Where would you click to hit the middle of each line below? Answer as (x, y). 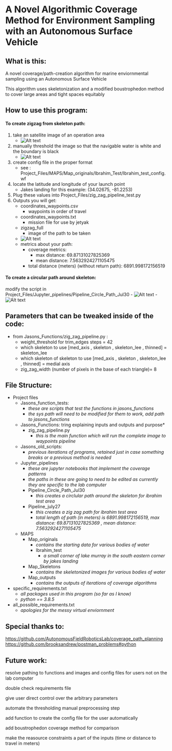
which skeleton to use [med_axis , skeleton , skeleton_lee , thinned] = (94, 347)
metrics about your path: (46, 244)
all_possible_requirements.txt (44, 605)
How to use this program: (47, 111)
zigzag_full (32, 227)
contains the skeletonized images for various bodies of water (101, 572)
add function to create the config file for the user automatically (72, 718)
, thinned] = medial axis (45, 363)
